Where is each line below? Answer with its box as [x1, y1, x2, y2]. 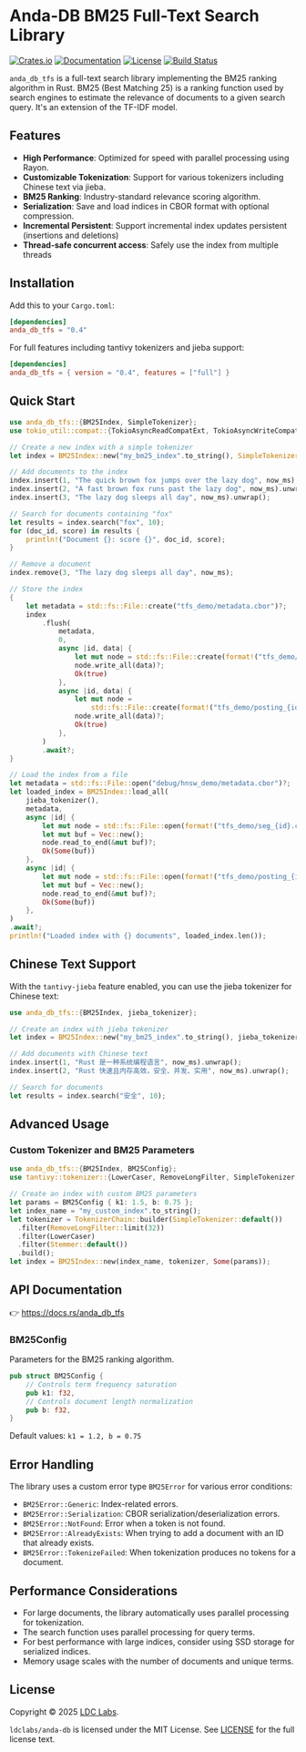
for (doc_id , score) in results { [9, 526, 141, 536]
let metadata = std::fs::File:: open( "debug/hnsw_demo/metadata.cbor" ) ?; [9, 779, 291, 788]
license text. [9, 1733, 56, 1745]
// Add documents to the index [9, 467, 128, 476]
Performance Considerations [9, 1583, 178, 1599]
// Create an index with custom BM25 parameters [9, 1190, 198, 1199]
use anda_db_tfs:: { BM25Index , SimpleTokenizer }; [9, 417, 198, 426]
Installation [9, 275, 75, 292]
